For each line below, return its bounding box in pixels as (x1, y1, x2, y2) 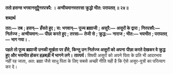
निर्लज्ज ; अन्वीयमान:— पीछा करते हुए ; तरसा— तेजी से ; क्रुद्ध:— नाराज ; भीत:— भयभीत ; (5, 31, 154, 36)
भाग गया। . (11, 36, 30, 43)
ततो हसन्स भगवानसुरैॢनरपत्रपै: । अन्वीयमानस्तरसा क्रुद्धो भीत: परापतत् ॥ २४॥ (5, 5, 129, 11)
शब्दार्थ (5, 15, 16, 21)
